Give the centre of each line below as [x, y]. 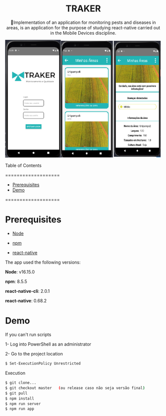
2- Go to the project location [34, 354]
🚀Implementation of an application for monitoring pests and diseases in [83, 22]
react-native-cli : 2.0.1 [28, 291]
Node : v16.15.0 [20, 272]
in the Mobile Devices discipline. [83, 33]
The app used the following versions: [43, 262]
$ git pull [16, 393]
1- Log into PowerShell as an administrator [48, 344]
